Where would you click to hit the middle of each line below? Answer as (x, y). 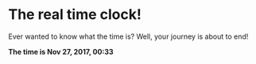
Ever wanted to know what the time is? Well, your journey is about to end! (128, 36)
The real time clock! (75, 15)
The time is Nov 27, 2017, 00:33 (61, 51)
